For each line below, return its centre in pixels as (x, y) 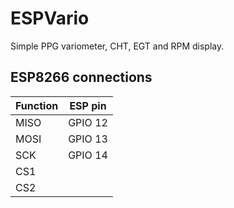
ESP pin (88, 105)
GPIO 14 (88, 155)
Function (37, 105)
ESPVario (50, 18)
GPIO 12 (88, 122)
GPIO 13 (88, 139)
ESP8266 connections (81, 77)
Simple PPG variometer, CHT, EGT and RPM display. (117, 46)
